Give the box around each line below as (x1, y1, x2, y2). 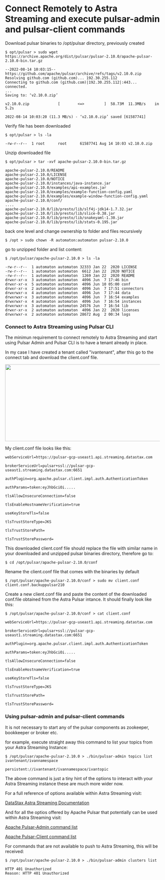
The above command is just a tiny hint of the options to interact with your (5, 775, 153, 781)
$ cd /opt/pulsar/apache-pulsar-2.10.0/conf (5, 560, 98, 565)
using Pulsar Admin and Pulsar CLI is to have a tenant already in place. (5, 340, 148, 346)
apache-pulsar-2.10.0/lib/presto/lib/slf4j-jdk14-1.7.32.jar (5, 206, 133, 212)
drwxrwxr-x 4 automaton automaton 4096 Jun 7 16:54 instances (5, 299, 141, 304)
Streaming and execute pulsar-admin (5, 13, 160, 25)
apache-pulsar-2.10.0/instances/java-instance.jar (5, 181, 111, 186)
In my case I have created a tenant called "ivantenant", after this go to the (5, 349, 154, 355)
